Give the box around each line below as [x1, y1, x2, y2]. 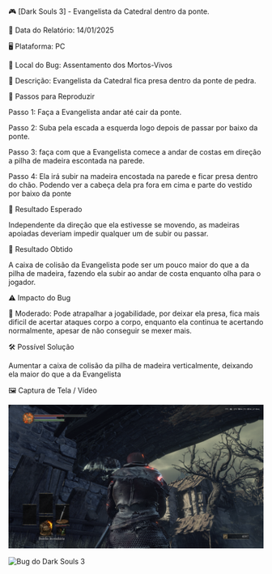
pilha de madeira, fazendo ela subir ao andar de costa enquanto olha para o [8, 269, 261, 278]
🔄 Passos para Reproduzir [8, 91, 96, 101]
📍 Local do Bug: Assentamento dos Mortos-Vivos [8, 60, 172, 70]
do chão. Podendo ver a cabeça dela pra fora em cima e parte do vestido [8, 181, 253, 189]
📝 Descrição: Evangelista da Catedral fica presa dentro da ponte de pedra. [8, 76, 257, 85]
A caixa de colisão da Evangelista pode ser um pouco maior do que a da [8, 260, 249, 270]
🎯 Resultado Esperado [8, 205, 83, 214]
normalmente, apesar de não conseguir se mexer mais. [8, 326, 193, 335]
